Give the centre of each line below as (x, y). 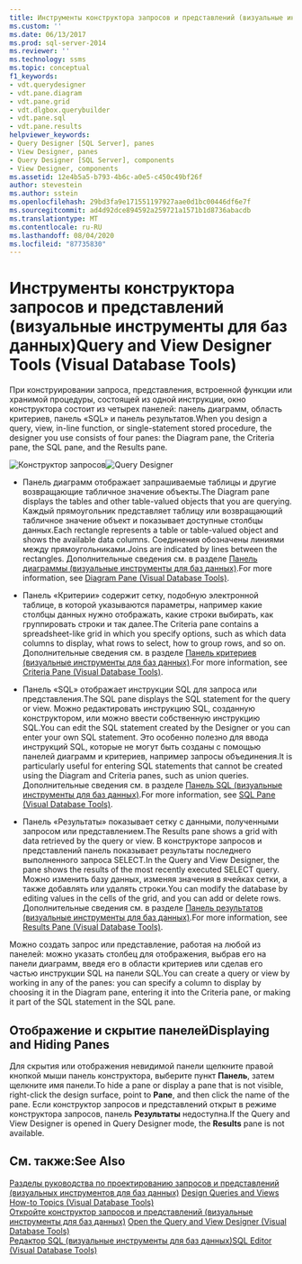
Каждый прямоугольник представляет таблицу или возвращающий (152, 511)
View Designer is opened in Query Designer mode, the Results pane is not (147, 1123)
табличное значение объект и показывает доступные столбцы (142, 521)
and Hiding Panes (59, 1045)
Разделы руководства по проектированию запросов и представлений (145, 1183)
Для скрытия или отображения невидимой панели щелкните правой (142, 1066)
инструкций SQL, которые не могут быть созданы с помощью (142, 747)
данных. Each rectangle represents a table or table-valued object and (150, 530)
